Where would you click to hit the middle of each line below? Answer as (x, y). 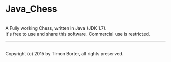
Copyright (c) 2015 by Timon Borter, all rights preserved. (64, 53)
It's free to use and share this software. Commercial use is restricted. (78, 34)
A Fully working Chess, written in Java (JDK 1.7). (56, 28)
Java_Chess (31, 9)
